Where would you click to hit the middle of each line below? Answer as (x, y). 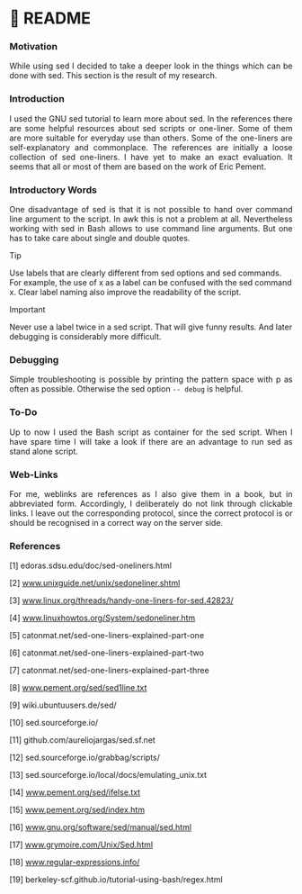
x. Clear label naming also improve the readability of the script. (125, 293)
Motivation (34, 47)
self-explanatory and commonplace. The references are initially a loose (151, 147)
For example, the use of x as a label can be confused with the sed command (151, 283)
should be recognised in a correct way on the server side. (116, 522)
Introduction (37, 99)
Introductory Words (53, 190)
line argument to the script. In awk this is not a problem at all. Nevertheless (151, 219)
